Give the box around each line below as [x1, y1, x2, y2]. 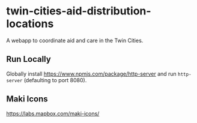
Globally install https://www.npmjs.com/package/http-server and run [6, 70, 177, 77]
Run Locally [6, 54, 51, 64]
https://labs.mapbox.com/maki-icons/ [6, 110, 100, 117]
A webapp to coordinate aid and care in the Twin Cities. [6, 37, 144, 44]
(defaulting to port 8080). [23, 76, 87, 83]
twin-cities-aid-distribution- [6, 4, 151, 18]
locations [6, 17, 54, 31]
